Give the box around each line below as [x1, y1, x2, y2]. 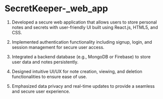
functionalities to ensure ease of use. [11, 74, 87, 79]
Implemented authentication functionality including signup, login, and [11, 39, 152, 45]
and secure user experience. [11, 88, 70, 94]
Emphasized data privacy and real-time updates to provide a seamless [11, 83, 155, 89]
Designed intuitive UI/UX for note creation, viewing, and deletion [11, 68, 142, 74]
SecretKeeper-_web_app [4, 3, 108, 14]
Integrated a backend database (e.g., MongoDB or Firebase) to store [11, 53, 151, 59]
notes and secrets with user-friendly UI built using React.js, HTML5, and [11, 24, 158, 30]
